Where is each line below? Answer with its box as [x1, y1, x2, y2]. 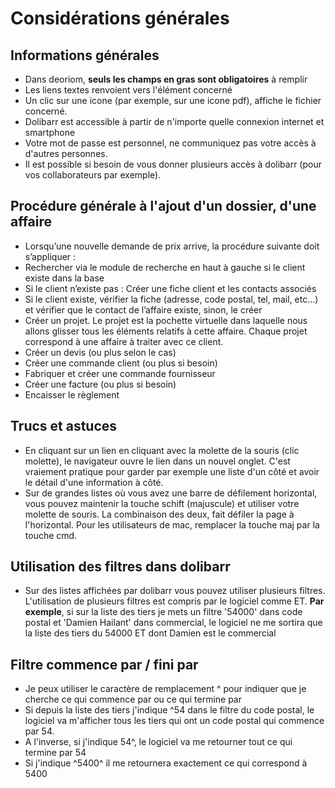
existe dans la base [24, 272, 105, 284]
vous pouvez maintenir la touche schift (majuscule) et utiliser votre [24, 497, 300, 509]
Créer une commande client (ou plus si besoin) [24, 357, 218, 369]
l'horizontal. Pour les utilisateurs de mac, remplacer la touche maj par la [24, 518, 320, 531]
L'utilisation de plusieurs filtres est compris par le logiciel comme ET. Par [24, 595, 325, 607]
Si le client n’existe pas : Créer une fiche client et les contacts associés [24, 282, 317, 294]
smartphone [24, 127, 76, 138]
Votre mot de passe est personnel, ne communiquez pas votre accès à [24, 137, 317, 149]
